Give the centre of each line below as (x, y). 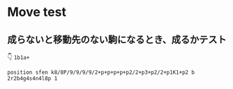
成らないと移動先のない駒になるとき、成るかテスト (117, 39)
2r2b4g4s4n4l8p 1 (32, 79)
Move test (37, 12)
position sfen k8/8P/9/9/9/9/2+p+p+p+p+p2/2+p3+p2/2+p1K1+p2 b (101, 72)
